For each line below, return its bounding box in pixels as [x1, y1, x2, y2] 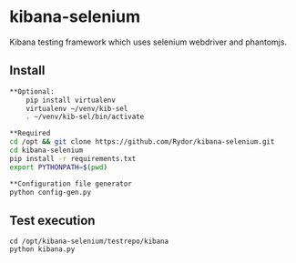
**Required [9, 129, 51, 138]
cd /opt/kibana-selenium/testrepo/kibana [9, 237, 169, 247]
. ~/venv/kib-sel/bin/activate [26, 112, 145, 122]
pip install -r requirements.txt [9, 154, 137, 163]
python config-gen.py [9, 187, 92, 197]
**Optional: [9, 86, 55, 96]
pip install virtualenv [26, 96, 117, 105]
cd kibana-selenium [9, 146, 84, 155]
